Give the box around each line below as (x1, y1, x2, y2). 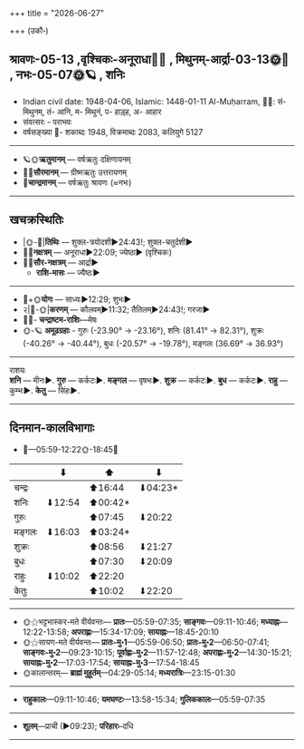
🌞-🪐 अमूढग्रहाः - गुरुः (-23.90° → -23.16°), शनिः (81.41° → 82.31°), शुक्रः (22, 325, 264, 336)
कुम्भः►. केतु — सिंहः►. (9, 384, 81, 395)
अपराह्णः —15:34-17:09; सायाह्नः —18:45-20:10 (71, 627, 220, 637)
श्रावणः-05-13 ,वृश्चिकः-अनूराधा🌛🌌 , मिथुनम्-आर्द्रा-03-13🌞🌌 (9, 52, 290, 67)
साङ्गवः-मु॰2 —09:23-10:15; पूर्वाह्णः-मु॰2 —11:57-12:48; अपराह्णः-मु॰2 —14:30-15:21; (22, 647, 292, 658)
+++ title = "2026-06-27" (9, 8, 104, 18)
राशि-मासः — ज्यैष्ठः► (35, 267, 100, 277)
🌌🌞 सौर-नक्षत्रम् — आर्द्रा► (22, 257, 100, 267)
